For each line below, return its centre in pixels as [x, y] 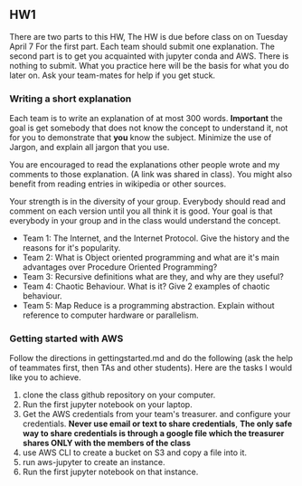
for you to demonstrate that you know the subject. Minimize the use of [141, 138]
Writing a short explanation [71, 99]
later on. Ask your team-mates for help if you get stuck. [112, 75]
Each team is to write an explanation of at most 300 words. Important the [146, 119]
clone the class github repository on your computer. [119, 395]
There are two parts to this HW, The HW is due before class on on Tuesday [149, 36]
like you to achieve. [45, 377]
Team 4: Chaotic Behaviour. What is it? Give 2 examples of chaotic [146, 286]
